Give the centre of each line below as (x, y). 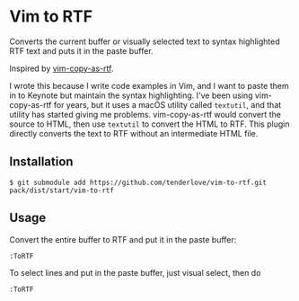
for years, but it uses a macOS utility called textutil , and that (167, 104)
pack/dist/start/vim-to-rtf (62, 190)
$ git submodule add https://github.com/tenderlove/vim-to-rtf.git (138, 182)
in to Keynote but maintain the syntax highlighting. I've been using (131, 95)
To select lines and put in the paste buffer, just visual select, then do (135, 272)
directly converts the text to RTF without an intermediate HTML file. (134, 133)
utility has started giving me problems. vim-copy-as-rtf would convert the (145, 114)
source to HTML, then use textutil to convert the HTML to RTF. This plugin (149, 124)
